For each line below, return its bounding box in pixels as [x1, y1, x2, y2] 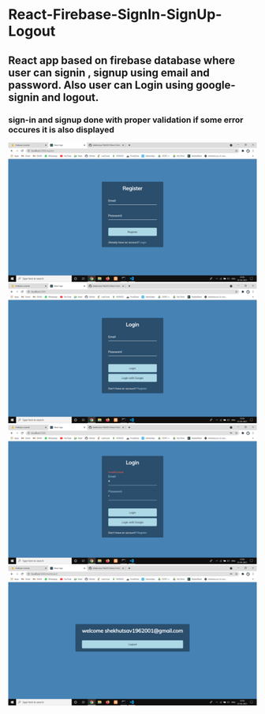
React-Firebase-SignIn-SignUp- [8, 6, 222, 24]
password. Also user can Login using [8, 78, 194, 91]
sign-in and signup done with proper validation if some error [8, 114, 244, 125]
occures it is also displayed [8, 124, 114, 135]
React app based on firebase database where [8, 54, 236, 67]
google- [196, 78, 236, 91]
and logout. [41, 91, 99, 104]
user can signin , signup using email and [8, 65, 211, 80]
